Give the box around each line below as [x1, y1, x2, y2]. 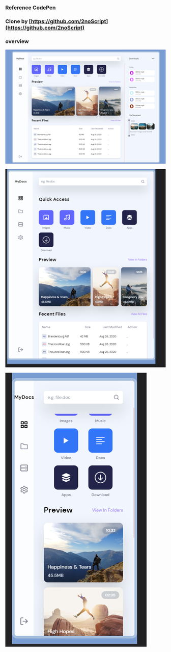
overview [5, 38, 29, 45]
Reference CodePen [5, 4, 56, 11]
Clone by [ [5, 17, 32, 24]
